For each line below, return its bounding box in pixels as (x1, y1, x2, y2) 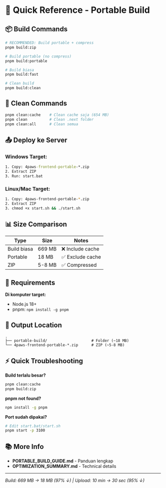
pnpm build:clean (5, 86, 41, 91)
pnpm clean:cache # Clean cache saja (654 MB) (5, 112, 110, 117)
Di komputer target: (5, 292, 46, 297)
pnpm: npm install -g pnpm (12, 306, 69, 312)
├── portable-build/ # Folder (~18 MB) (5, 339, 129, 343)
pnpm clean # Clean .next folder (5, 117, 94, 122)
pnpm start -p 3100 (5, 428, 45, 433)
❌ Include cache (61, 245, 100, 252)
